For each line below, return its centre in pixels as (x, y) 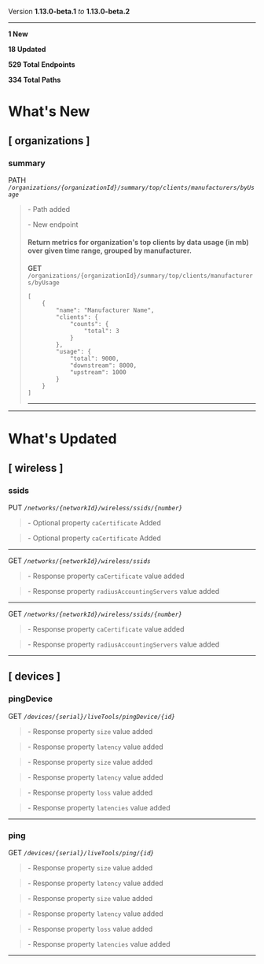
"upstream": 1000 (98, 373)
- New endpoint (53, 224)
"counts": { (89, 324)
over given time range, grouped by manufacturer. (110, 250)
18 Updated (27, 49)
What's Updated (62, 439)
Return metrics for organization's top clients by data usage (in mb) (138, 243)
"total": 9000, (94, 359)
